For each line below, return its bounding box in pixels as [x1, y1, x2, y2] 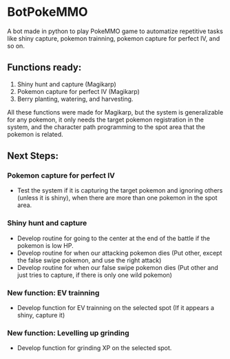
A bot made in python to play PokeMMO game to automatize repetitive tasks [7, 27, 224, 35]
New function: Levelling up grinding [7, 328, 129, 338]
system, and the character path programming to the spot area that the [7, 122, 205, 131]
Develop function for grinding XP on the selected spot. [17, 344, 172, 352]
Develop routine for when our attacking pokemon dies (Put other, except [17, 249, 222, 257]
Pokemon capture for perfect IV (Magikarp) [17, 87, 140, 95]
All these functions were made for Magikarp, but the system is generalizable [7, 108, 224, 116]
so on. [7, 41, 25, 50]
